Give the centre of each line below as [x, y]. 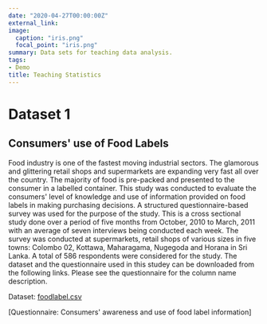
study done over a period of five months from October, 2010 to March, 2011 [132, 222]
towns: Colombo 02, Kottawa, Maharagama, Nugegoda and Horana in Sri [128, 247]
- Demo [19, 68]
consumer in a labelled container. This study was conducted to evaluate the [132, 188]
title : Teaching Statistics [55, 75]
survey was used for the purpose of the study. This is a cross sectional [125, 213]
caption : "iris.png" [49, 38]
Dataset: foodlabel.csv [45, 296]
